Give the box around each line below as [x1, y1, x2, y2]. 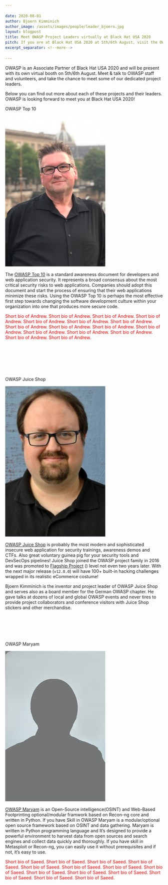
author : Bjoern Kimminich [5, 19, 59, 24]
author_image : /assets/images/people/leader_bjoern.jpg [5, 24, 124, 29]
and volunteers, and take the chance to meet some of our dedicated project [5, 75, 161, 81]
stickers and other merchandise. [5, 604, 72, 610]
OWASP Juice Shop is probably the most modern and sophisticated [5, 541, 144, 547]
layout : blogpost [5, 29, 41, 35]
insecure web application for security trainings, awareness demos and [5, 547, 150, 553]
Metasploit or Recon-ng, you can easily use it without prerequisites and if [5, 843, 156, 849]
